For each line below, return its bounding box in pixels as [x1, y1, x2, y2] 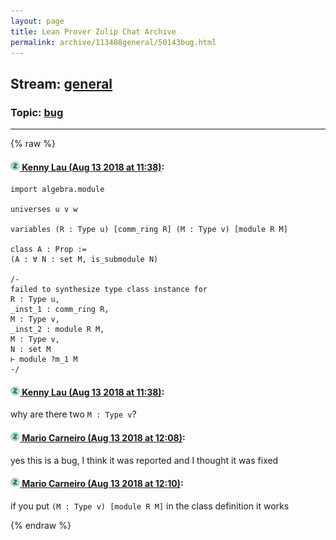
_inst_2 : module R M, [10, 325, 105, 335]
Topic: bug [10, 105, 64, 119]
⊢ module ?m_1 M [10, 355, 78, 365]
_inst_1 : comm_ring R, [10, 305, 110, 315]
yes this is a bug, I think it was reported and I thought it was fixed [10, 454, 279, 466]
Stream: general [10, 75, 113, 92]
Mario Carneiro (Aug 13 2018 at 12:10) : [21, 478, 184, 490]
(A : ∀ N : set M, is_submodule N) [10, 255, 159, 265]
